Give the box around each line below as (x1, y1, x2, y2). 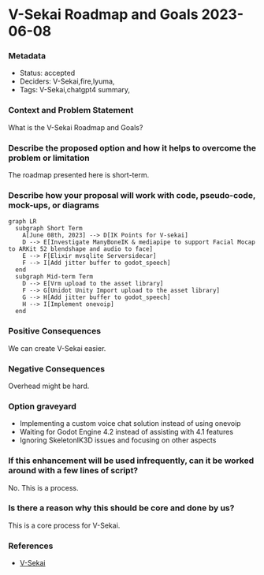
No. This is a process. (8, 483, 79, 492)
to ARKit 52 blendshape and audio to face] (8, 245, 154, 253)
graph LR (8, 218, 37, 226)
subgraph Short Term (15, 225, 83, 233)
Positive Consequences (8, 326, 101, 337)
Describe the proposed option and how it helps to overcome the (8, 142, 257, 153)
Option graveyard (8, 401, 77, 412)
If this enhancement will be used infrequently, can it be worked (8, 455, 255, 466)
